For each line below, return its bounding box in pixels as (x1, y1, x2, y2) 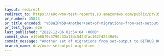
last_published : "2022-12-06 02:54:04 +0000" (4, 30, 99, 35)
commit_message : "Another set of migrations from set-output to (4, 39, 139, 44)
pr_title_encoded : (4, 20, 42, 26)
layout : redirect (4, 7, 40, 12)
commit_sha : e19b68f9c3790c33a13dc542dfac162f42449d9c (4, 35, 119, 39)
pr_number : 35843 (4, 16, 40, 21)
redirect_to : (4, 12, 31, 17)
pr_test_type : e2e (4, 25, 42, 30)
